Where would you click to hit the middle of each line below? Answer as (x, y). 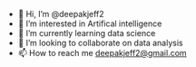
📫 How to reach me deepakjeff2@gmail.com (103, 53)
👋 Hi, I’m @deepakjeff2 (61, 14)
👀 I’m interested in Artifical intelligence (90, 24)
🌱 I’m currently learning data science (87, 33)
